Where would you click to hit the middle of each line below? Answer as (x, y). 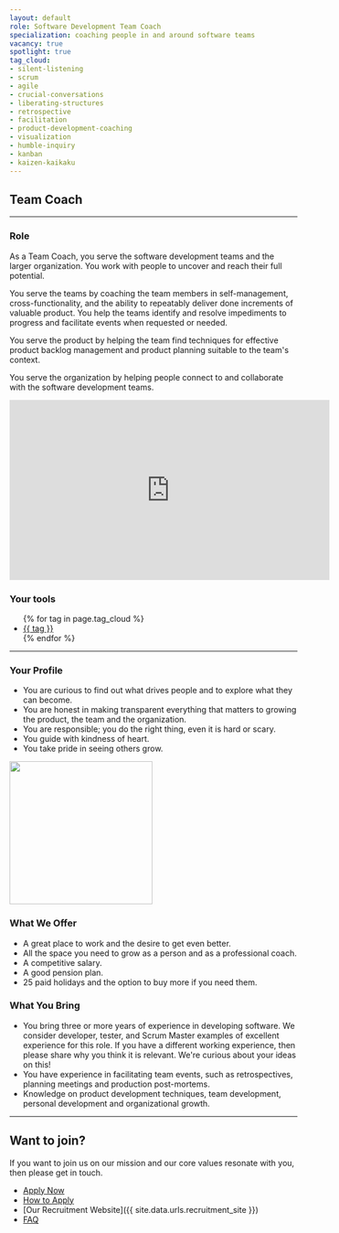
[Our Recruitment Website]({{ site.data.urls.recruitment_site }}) (140, 1209)
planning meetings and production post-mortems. (116, 1084)
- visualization (40, 137)
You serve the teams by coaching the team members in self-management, (149, 293)
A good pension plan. (63, 972)
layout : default (40, 18)
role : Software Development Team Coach (85, 27)
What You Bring (45, 1005)
